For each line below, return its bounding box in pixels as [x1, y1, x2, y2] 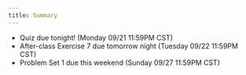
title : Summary [8, 11, 58, 20]
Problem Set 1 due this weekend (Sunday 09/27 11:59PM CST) [19, 58, 221, 67]
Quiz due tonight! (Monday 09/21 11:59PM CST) [19, 33, 174, 42]
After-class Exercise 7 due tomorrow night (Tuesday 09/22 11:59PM [19, 41, 238, 51]
